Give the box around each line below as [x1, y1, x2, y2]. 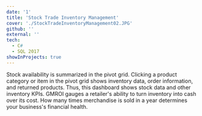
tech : [6, 37, 20, 43]
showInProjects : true [6, 54, 62, 60]
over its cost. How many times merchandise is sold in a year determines [6, 97, 188, 104]
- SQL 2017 [12, 49, 40, 55]
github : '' [6, 26, 34, 32]
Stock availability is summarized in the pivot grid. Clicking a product [6, 70, 178, 78]
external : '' [6, 32, 40, 38]
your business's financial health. [6, 103, 88, 110]
